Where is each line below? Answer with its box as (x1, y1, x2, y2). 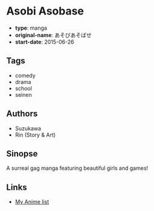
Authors (6, 109, 38, 119)
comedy (14, 71, 36, 79)
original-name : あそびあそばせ (14, 31, 92, 39)
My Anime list (14, 198, 50, 206)
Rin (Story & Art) (14, 131, 56, 138)
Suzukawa (14, 125, 41, 132)
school (14, 85, 32, 92)
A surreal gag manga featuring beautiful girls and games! (6, 164, 149, 172)
